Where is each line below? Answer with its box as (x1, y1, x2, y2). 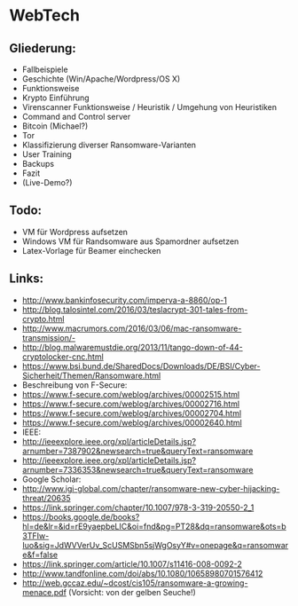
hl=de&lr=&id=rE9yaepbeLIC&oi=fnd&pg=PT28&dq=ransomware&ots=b (21, 521, 286, 531)
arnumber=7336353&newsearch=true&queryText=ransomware (21, 464, 255, 475)
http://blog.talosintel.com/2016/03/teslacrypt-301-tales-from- (21, 303, 248, 315)
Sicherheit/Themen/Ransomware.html (21, 370, 161, 381)
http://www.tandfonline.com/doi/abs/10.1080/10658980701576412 (21, 568, 263, 578)
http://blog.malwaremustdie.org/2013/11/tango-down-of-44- (21, 342, 243, 352)
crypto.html (21, 313, 65, 324)
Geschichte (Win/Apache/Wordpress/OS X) (21, 74, 181, 84)
